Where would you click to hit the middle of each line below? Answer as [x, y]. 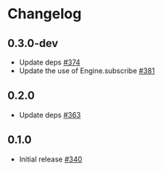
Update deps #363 [50, 115]
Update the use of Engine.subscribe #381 [87, 71]
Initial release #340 [50, 159]
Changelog [45, 14]
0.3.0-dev [33, 43]
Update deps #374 [50, 62]
